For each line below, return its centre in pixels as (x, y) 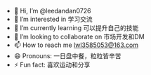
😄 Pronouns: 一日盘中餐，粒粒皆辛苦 (67, 56)
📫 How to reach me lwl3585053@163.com (76, 45)
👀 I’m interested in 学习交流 (53, 19)
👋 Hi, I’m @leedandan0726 (52, 11)
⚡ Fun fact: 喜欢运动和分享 (52, 64)
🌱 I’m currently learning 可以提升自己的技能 (76, 28)
